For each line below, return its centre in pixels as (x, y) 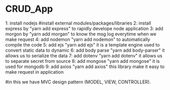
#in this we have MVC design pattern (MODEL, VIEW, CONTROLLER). (78, 82)
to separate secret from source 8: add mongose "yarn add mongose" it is (83, 61)
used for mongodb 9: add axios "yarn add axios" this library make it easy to (85, 66)
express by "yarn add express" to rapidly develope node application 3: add (84, 28)
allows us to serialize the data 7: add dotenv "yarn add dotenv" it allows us (84, 55)
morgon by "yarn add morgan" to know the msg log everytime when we (81, 34)
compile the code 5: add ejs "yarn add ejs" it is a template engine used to (83, 44)
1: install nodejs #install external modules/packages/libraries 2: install (78, 23)
